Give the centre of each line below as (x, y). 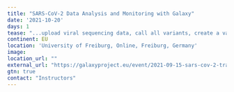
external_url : (28, 65)
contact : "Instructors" (42, 78)
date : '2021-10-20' (36, 20)
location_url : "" (32, 59)
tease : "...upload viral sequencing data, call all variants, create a (113, 33)
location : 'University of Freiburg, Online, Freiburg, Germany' (102, 46)
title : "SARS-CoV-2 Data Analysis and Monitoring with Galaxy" (101, 13)
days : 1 (18, 26)
